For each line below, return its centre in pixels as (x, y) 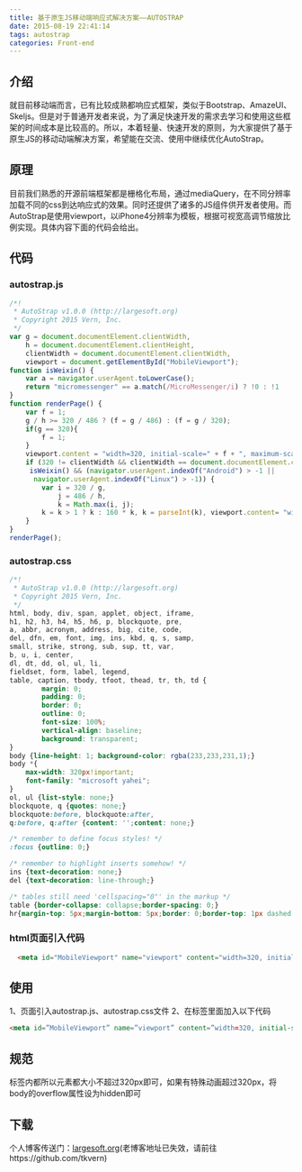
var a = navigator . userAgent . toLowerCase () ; (110, 379)
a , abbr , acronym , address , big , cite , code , (96, 630)
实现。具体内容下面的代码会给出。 (80, 227)
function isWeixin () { (52, 371)
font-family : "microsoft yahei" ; (88, 781)
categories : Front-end (52, 43)
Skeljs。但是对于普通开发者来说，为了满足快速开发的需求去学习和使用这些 (146, 116)
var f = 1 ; (46, 412)
